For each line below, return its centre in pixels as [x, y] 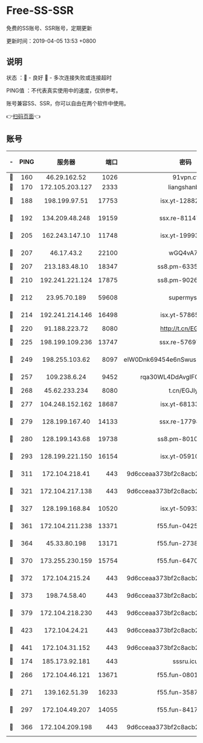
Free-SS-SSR [40, 11]
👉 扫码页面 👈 [24, 116]
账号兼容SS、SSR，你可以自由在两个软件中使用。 [68, 103]
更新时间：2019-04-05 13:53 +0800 [51, 41]
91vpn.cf [185, 177]
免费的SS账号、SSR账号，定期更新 [49, 28]
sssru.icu [185, 661]
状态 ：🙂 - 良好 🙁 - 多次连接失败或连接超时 [59, 77]
